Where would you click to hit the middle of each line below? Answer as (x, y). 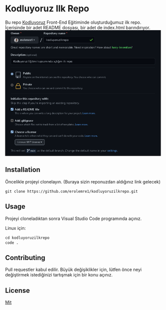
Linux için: (16, 228)
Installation (23, 170)
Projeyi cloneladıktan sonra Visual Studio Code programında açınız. (73, 219)
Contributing (25, 258)
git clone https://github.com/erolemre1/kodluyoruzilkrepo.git (72, 191)
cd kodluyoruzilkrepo (27, 238)
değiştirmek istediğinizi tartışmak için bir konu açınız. (59, 275)
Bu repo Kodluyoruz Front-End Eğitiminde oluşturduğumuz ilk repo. (73, 22)
